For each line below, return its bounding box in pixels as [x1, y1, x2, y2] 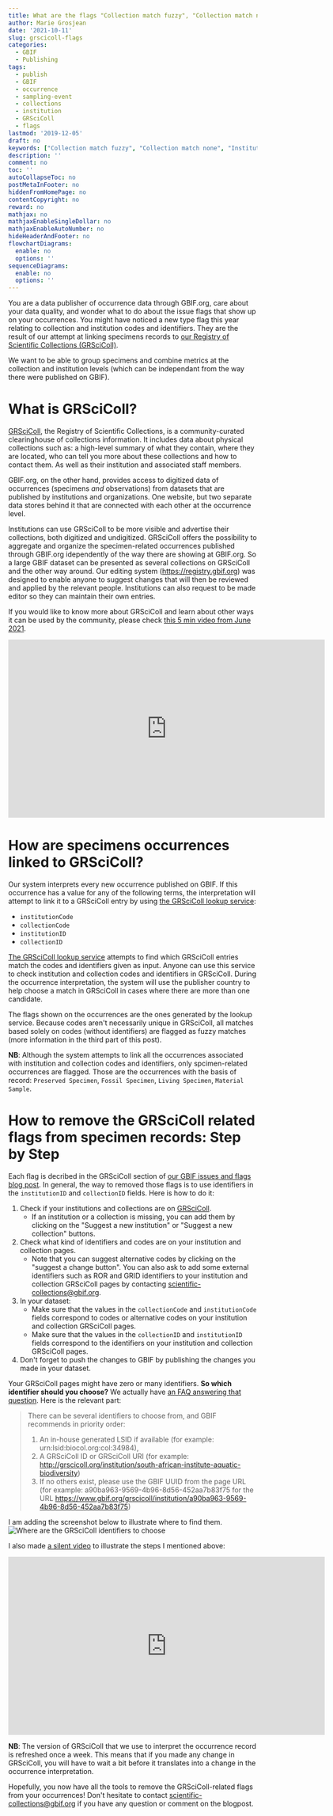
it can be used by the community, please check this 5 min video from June [8, 615, 252, 625]
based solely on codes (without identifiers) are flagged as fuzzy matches [8, 1027, 247, 1035]
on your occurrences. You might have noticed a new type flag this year [8, 315, 240, 325]
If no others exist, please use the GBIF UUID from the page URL [39, 1476, 247, 1486]
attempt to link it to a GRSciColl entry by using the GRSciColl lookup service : [8, 896, 257, 906]
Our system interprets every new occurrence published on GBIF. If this [8, 880, 238, 889]
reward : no [8, 203, 44, 211]
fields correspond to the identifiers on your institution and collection [31, 1338, 253, 1347]
